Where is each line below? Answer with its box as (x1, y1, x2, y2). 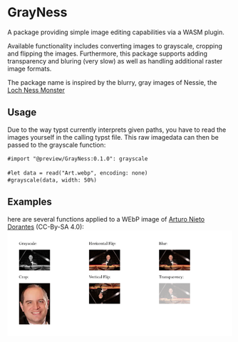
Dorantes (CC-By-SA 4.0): (7, 222, 84, 231)
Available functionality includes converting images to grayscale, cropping (7, 41, 223, 50)
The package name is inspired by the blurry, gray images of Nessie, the (7, 78, 217, 86)
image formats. (7, 64, 52, 73)
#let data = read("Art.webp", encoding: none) (7, 169, 148, 177)
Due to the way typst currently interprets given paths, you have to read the (7, 125, 227, 134)
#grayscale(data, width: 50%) (7, 176, 98, 184)
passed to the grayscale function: (7, 140, 106, 149)
